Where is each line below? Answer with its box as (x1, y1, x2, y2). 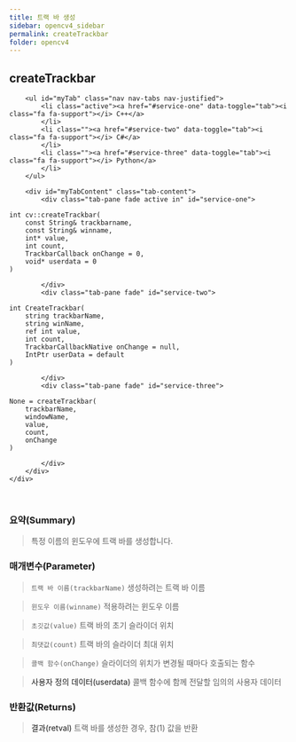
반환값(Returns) (9, 700, 77, 713)
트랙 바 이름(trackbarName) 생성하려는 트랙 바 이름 (30, 582, 206, 593)
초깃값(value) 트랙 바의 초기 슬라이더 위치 (30, 620, 175, 630)
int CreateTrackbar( (9, 304, 86, 313)
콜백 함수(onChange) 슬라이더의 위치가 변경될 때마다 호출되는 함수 (30, 658, 255, 668)
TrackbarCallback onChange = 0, (25, 249, 144, 258)
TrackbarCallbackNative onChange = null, (25, 343, 180, 351)
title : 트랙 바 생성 (9, 12, 76, 22)
